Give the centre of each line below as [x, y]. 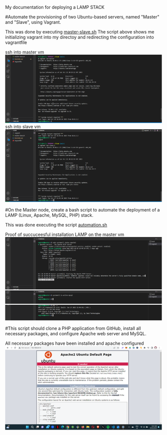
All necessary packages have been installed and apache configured [75, 343]
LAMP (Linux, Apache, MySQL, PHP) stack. [49, 215]
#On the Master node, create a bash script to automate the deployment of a [83, 210]
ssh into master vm [25, 52]
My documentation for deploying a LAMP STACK [55, 7]
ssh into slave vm [23, 127]
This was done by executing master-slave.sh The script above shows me [80, 32]
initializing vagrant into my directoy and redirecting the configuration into [80, 37]
